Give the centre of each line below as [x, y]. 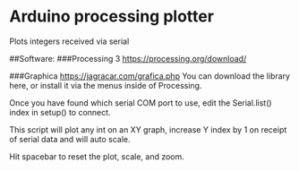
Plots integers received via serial [69, 41]
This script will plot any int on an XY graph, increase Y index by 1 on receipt [148, 129]
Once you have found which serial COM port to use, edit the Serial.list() [141, 103]
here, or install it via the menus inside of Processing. [106, 85]
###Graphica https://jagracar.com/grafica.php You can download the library [150, 76]
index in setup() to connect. [60, 112]
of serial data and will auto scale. [70, 139]
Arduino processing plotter [112, 17]
